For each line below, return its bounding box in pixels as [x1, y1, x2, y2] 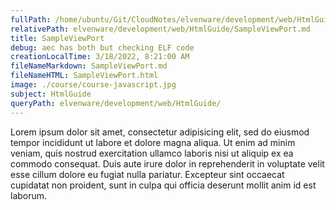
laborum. [10, 189, 48, 201]
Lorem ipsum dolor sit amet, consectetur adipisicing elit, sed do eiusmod [10, 126, 310, 138]
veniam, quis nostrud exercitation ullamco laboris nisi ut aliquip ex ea [10, 147, 294, 159]
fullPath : [10, 14, 52, 25]
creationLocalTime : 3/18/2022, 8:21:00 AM [10, 52, 190, 62]
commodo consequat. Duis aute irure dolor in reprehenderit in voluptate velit [10, 157, 325, 170]
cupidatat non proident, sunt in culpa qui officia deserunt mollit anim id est [10, 179, 317, 191]
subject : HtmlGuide [10, 89, 92, 99]
